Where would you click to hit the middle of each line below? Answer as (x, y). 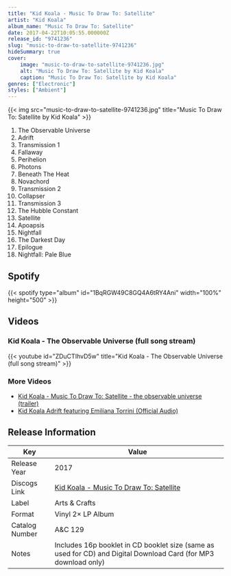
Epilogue (30, 247)
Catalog (24, 525)
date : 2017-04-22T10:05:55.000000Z (59, 33)
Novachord (34, 181)
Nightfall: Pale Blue (44, 254)
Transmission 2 (39, 189)
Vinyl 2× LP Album (84, 514)
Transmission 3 (39, 203)
